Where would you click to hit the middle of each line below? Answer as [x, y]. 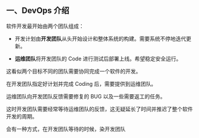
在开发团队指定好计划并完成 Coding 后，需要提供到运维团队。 [81, 84]
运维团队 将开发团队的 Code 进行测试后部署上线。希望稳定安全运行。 [98, 59]
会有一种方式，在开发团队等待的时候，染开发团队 [66, 129]
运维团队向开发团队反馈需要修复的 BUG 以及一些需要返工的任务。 [86, 96]
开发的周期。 [22, 116]
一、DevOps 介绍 [38, 11]
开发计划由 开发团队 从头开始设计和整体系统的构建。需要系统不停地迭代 [100, 38]
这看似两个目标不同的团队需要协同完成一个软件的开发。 [73, 71]
